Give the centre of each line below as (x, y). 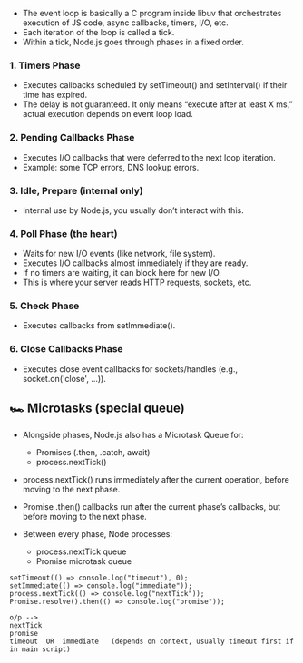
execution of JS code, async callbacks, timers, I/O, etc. (125, 23)
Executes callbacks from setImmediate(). (99, 326)
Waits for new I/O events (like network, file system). (119, 254)
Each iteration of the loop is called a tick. (98, 32)
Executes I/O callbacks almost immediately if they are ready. (135, 263)
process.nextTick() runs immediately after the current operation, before (156, 479)
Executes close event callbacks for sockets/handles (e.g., (130, 369)
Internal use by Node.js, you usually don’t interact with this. (133, 210)
